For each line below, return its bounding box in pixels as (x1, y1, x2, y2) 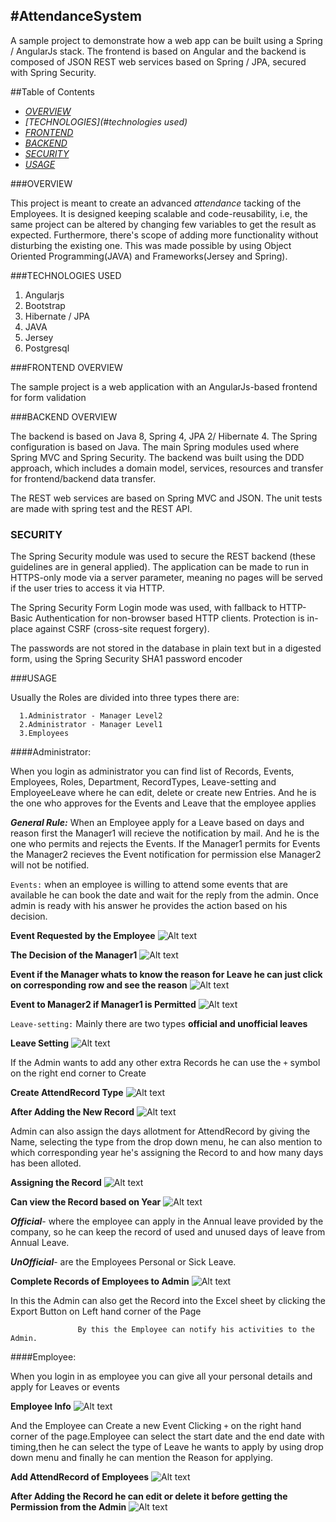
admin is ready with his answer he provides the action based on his (10, 900, 288, 912)
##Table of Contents (10, 85, 95, 98)
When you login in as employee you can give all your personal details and (10, 1370, 313, 1383)
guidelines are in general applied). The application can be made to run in (10, 561, 310, 573)
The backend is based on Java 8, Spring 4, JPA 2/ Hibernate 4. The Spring (10, 430, 318, 442)
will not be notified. (10, 859, 90, 871)
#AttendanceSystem (10, 8, 142, 25)
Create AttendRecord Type (10, 1087, 124, 1099)
